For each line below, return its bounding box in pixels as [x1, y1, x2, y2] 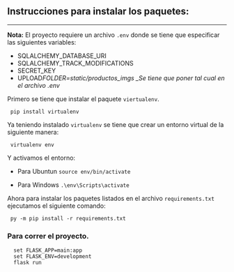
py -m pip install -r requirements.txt [10, 215, 127, 222]
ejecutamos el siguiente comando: [7, 202, 106, 210]
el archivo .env [17, 81, 61, 89]
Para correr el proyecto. [7, 231, 89, 241]
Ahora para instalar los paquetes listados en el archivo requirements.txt [7, 194, 214, 202]
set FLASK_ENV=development [13, 253, 92, 260]
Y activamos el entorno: [7, 153, 75, 162]
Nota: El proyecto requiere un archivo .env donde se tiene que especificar [7, 31, 220, 39]
